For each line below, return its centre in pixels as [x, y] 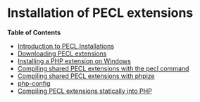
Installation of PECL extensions [100, 13]
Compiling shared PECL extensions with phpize [86, 76]
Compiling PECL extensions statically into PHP [85, 91]
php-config [34, 83]
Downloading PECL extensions [62, 53]
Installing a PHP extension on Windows [74, 60]
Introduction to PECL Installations [66, 46]
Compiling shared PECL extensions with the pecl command [103, 68]
